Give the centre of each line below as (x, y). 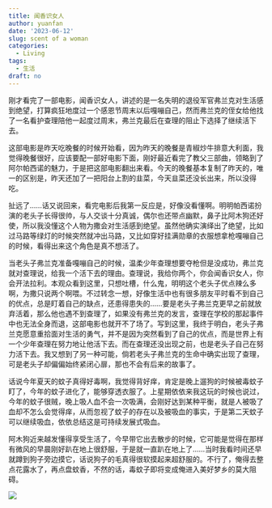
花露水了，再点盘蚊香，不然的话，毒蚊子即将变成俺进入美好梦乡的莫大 (132, 469)
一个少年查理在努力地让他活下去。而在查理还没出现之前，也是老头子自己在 (132, 344)
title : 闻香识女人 (36, 16)
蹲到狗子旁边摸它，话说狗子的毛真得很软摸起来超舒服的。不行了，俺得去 (136, 459)
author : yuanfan (36, 23)
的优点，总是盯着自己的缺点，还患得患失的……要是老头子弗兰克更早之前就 (132, 303)
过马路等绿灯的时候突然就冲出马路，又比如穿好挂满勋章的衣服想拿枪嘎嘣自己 (136, 235)
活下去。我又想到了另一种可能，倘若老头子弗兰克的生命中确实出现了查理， (139, 353)
